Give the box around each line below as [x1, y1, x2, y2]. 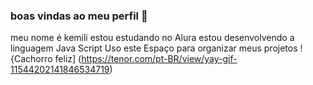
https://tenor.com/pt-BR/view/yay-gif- [81, 53, 238, 65]
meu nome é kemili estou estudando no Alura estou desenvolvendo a [10, 32, 295, 44]
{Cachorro [10, 53, 53, 65]
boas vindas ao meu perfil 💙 [10, 9, 148, 23]
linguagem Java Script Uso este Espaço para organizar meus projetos [10, 42, 298, 54]
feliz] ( [54, 53, 82, 65]
